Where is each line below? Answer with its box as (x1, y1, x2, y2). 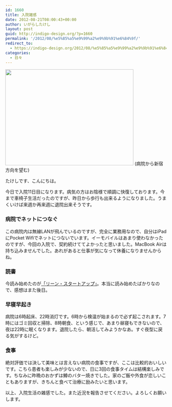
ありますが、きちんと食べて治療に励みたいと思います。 (14, 378, 131, 384)
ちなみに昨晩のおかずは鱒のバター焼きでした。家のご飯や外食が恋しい (13, 372, 162, 378)
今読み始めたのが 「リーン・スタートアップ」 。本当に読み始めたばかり (5, 280, 151, 287)
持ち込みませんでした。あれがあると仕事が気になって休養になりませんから (5, 247, 162, 253)
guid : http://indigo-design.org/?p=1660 (5, 31, 93, 36)
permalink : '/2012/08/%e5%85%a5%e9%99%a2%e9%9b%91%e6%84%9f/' (5, 36, 141, 41)
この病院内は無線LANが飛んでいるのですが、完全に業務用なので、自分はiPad (5, 228, 167, 234)
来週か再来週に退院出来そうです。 (23, 202, 95, 208)
